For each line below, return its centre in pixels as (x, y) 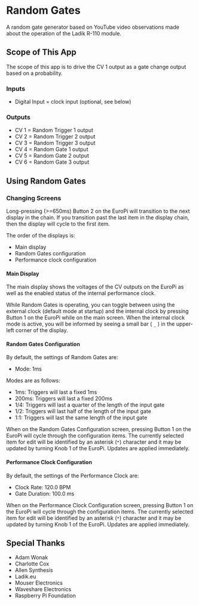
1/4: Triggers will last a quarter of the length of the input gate (90, 405)
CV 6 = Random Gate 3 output (52, 162)
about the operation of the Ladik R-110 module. (64, 33)
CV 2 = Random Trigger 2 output (55, 137)
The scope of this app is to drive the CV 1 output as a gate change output (96, 67)
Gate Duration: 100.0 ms (45, 493)
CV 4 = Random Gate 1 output (51, 149)
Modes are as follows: (33, 381)
